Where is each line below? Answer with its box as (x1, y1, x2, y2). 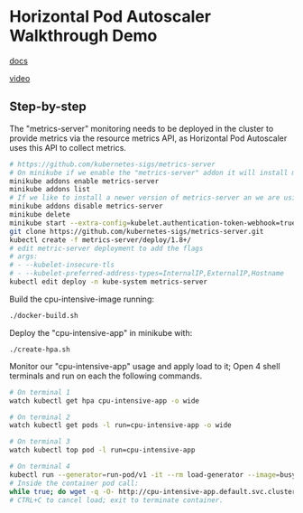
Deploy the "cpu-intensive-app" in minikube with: (9, 327, 193, 338)
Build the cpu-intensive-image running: (9, 294, 155, 304)
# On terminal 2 (9, 413, 70, 422)
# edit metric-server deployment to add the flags (9, 244, 204, 253)
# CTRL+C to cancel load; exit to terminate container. (9, 495, 224, 505)
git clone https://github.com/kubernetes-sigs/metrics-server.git (9, 227, 264, 236)
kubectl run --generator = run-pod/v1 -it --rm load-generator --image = (9, 470, 280, 480)
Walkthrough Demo (9, 25, 158, 46)
